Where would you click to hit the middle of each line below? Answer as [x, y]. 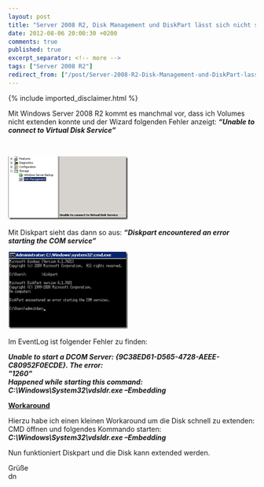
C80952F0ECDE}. [38, 365]
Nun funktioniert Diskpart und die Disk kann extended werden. [109, 452]
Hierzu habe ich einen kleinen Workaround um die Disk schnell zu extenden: [132, 420]
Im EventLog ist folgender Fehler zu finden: [78, 341]
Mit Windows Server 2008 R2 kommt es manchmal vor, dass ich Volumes [126, 113]
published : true [35, 50]
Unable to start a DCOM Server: [61, 356]
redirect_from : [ [37, 75]
